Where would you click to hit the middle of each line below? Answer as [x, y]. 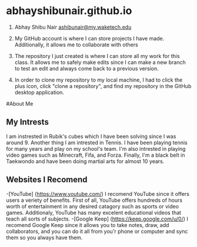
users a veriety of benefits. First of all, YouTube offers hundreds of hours [94, 200]
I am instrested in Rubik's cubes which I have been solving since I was [91, 136]
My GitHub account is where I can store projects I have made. [89, 38]
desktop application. [39, 92]
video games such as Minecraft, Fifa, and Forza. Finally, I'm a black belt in [96, 155]
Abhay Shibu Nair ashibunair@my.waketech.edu [73, 27]
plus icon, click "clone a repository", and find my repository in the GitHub [103, 86]
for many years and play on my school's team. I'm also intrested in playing [96, 148]
